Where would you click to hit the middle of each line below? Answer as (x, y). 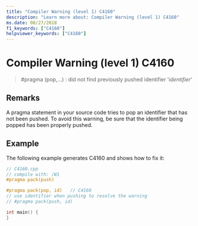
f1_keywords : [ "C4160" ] (36, 28)
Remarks (23, 98)
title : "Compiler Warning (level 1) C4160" (61, 12)
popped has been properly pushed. (50, 125)
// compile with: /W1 (33, 174)
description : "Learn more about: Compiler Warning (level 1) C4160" (93, 17)
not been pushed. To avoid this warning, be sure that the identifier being (95, 119)
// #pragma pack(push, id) (40, 202)
